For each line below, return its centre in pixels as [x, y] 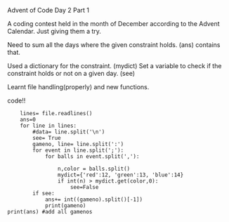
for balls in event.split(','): [92, 157]
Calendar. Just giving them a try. [54, 31]
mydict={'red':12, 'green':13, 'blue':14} [120, 175]
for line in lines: [48, 126]
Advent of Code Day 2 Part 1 [48, 10]
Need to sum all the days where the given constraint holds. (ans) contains [114, 45]
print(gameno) [65, 206]
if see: [44, 193]
